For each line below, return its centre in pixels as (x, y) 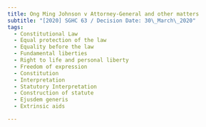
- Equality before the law (54, 47)
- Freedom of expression (51, 67)
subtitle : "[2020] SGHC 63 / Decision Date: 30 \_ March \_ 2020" (102, 21)
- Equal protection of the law (60, 40)
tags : (15, 27)
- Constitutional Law (46, 34)
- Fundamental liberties (51, 54)
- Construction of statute (54, 93)
